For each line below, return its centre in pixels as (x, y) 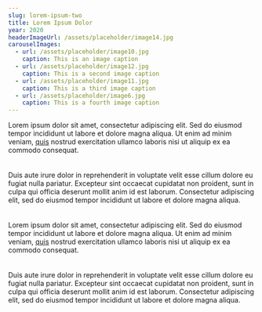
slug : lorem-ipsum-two (45, 15)
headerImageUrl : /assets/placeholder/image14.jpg (91, 37)
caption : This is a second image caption (91, 74)
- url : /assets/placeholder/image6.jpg (80, 96)
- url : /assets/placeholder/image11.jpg (82, 81)
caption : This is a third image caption (89, 88)
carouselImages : (35, 45)
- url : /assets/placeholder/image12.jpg (82, 67)
